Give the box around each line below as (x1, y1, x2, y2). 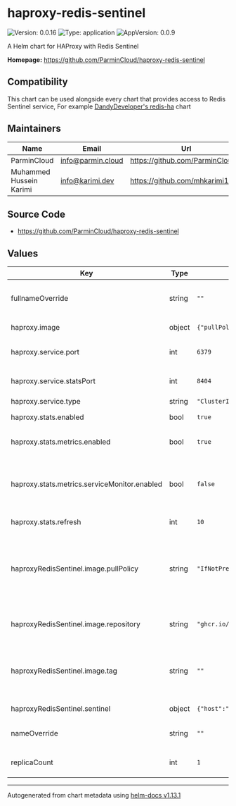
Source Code (7, 208, 65, 220)
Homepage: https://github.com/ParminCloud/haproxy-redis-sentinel (7, 55, 205, 64)
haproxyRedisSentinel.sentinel (11, 704, 111, 714)
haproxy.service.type (11, 397, 81, 407)
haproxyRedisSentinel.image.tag (11, 666, 118, 676)
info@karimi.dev (60, 175, 114, 185)
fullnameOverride (11, 294, 69, 304)
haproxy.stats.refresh (11, 517, 81, 527)
